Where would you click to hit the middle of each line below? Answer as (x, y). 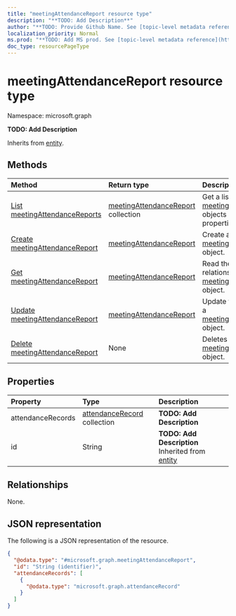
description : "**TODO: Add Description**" (70, 20)
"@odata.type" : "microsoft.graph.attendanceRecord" (103, 586)
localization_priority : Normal (53, 33)
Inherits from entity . (36, 143)
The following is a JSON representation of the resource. (88, 541)
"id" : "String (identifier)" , (58, 567)
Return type (129, 185)
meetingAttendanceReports (56, 214)
